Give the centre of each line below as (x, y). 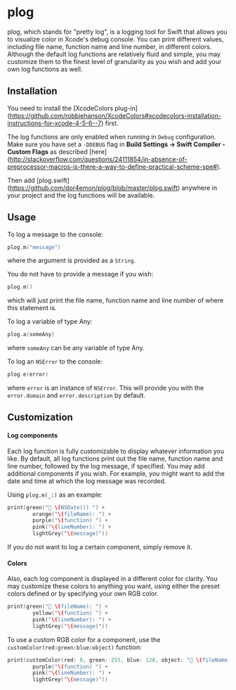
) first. (110, 123)
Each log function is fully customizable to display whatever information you (116, 451)
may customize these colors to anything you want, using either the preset (113, 586)
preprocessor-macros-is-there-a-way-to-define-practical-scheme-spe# (112, 167)
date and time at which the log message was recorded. (87, 481)
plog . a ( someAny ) (31, 335)
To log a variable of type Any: (50, 321)
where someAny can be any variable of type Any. (76, 348)
